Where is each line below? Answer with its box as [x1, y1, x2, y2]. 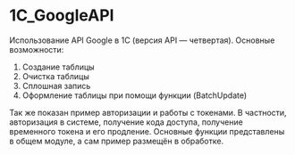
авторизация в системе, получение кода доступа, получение [9, 117, 243, 127]
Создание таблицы [21, 61, 96, 72]
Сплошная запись [21, 80, 91, 91]
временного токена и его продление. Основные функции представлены [9, 126, 285, 136]
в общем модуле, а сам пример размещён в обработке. [9, 135, 224, 146]
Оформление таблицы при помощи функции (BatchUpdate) [21, 90, 248, 101]
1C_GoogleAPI [9, 5, 114, 26]
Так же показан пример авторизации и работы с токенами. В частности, [9, 107, 288, 118]
